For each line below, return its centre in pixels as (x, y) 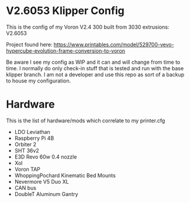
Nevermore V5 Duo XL (42, 181)
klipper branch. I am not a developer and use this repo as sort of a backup (95, 74)
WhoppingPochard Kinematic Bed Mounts (65, 175)
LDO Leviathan (32, 132)
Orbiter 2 (25, 144)
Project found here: (29, 44)
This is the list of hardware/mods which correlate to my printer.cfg (86, 121)
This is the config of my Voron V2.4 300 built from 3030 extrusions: (88, 27)
